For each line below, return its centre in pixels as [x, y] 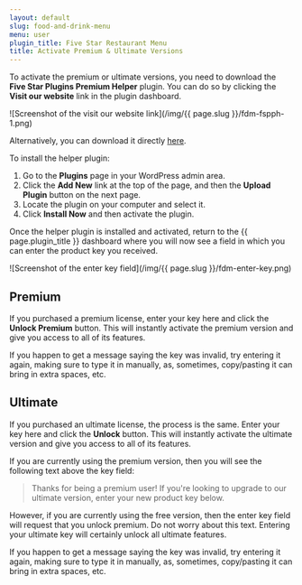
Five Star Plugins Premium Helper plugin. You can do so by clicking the [143, 87]
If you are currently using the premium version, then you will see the [136, 460]
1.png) [21, 124]
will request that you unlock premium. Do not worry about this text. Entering [150, 525]
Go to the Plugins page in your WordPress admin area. [124, 176]
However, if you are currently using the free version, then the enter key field [150, 515]
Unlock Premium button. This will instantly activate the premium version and [151, 328]
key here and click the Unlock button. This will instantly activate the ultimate [151, 433]
